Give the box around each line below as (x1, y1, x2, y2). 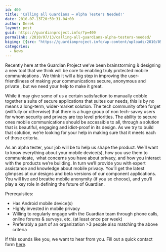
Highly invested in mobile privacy (12, 206, 80, 211)
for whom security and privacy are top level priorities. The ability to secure (5, 114, 157, 120)
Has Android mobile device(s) (12, 200, 73, 206)
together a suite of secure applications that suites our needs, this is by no (5, 98, 155, 104)
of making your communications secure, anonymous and (30, 78, 146, 84)
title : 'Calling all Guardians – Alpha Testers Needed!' (5, 12, 125, 17)
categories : (5, 44, 30, 49)
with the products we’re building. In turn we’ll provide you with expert (5, 160, 146, 166)
